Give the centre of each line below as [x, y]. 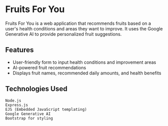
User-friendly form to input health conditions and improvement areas [84, 62]
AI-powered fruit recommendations [49, 67]
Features [19, 50]
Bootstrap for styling [29, 118]
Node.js [13, 100]
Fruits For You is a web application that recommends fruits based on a [78, 23]
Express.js [17, 105]
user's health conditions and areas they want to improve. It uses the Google [84, 28]
